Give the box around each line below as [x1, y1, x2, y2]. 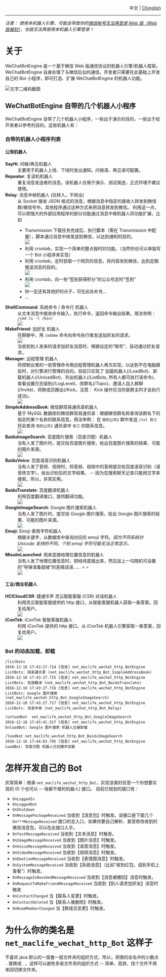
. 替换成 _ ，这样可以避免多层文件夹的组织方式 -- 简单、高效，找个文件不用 [5, 961, 157, 967]
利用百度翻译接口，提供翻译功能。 [17, 493, 87, 499]
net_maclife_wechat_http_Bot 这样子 [5, 937, 153, 948]
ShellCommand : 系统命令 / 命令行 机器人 [5, 304, 88, 310]
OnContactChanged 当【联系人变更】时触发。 [12, 893, 101, 899]
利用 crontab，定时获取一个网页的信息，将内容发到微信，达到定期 [24, 258, 159, 264]
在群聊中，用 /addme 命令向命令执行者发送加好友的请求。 [17, 332, 133, 338]
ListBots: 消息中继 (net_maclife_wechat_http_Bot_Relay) [5, 706, 122, 711]
